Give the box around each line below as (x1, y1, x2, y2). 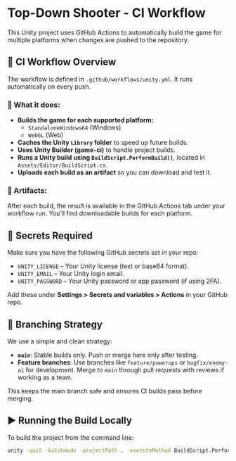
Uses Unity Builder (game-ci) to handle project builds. (17, 146, 176, 154)
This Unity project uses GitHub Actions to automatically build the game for (7, 28, 223, 37)
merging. (7, 394, 34, 403)
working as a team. (17, 373, 73, 381)
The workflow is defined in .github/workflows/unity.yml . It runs (7, 75, 193, 83)
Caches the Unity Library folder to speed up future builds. (17, 139, 188, 147)
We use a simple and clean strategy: (7, 336, 112, 346)
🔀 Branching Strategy (7, 318, 103, 330)
